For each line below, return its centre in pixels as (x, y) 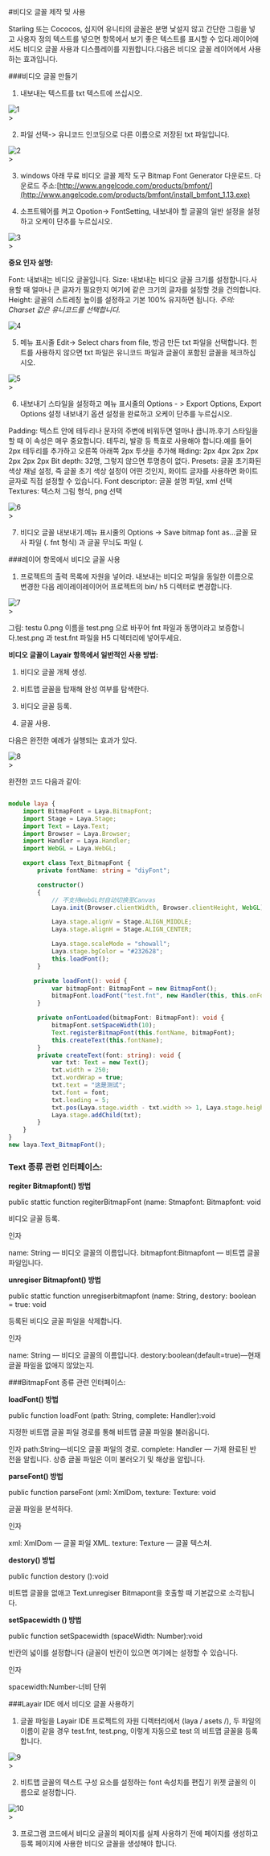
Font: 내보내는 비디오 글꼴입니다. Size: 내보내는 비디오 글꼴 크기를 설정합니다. (130, 279)
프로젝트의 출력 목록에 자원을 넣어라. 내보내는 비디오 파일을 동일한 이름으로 (137, 576)
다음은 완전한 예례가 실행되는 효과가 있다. (73, 740)
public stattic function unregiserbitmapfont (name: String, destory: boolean (133, 1296)
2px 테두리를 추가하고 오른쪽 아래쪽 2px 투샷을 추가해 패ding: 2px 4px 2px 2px (133, 451)
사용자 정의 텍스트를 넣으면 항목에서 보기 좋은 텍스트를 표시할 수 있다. (125, 39)
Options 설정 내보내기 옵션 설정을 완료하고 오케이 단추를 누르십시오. (126, 414)
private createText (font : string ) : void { (109, 1055)
